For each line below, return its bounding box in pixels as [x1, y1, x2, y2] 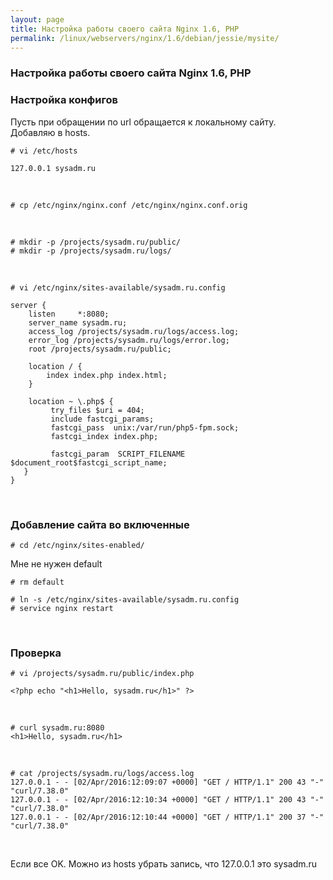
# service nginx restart [10, 603, 114, 613]
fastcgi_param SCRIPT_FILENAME [50, 449, 186, 459]
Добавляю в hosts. [10, 126, 91, 138]
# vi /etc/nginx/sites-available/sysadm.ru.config [10, 282, 226, 293]
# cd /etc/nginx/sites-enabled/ [10, 540, 145, 550]
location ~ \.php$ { [28, 396, 114, 406]
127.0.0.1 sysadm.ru [10, 163, 97, 173]
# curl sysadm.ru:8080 [10, 723, 105, 733]
